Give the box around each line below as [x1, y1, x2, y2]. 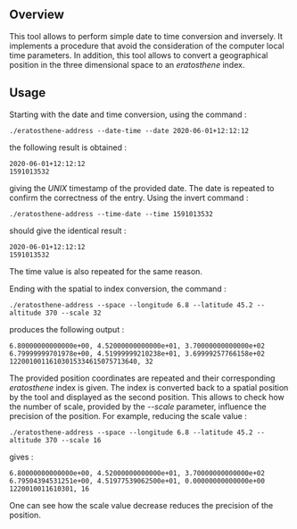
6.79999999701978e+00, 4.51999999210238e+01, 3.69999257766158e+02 [9, 348, 266, 358]
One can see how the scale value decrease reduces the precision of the [9, 500, 274, 510]
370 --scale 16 [45, 435, 102, 445]
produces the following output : [9, 323, 125, 334]
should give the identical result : [9, 225, 127, 236]
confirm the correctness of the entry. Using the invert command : [9, 192, 249, 203]
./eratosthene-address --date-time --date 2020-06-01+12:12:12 [9, 126, 250, 135]
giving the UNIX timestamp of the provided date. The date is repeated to [9, 182, 275, 193]
